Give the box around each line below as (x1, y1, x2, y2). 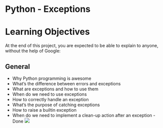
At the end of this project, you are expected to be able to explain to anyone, (5, 43, 159, 49)
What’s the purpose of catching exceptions (12, 102, 100, 108)
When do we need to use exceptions (12, 91, 87, 97)
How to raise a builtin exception (12, 107, 77, 113)
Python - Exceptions (5, 3, 90, 15)
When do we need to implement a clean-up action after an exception (12, 112, 152, 118)
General (5, 62, 31, 70)
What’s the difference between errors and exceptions (12, 80, 121, 86)
